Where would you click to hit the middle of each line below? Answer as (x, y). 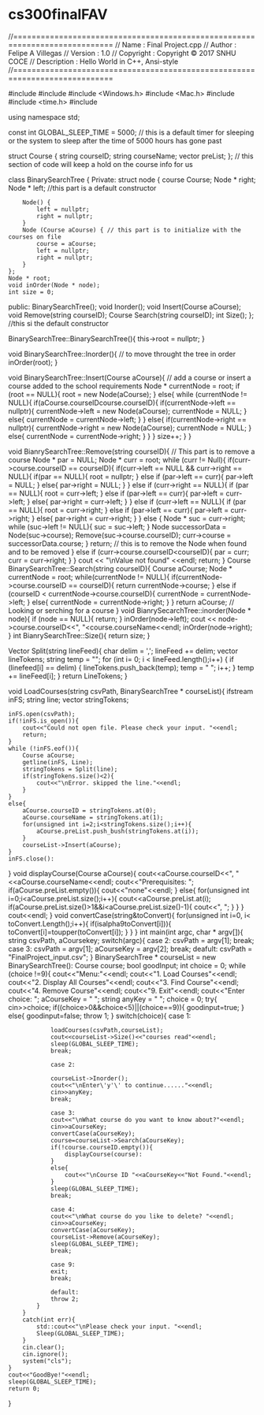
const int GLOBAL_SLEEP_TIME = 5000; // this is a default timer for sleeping (131, 132)
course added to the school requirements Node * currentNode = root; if (124, 386)
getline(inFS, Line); (58, 762)
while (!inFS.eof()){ (44, 748)
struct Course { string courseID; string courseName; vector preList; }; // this (131, 156)
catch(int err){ (49, 1320)
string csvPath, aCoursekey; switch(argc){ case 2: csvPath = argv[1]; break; (131, 940)
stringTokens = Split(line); (70, 769)
